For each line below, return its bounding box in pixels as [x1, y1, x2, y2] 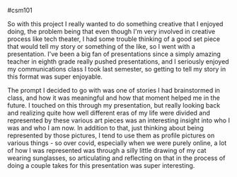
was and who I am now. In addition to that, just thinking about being [7, 124, 204, 132]
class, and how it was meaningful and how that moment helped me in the [7, 93, 221, 102]
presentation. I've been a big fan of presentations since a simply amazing [7, 50, 221, 58]
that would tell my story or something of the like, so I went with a [7, 42, 196, 50]
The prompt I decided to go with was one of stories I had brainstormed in [7, 86, 221, 94]
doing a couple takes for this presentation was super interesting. [7, 161, 195, 169]
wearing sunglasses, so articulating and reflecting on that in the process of [7, 154, 226, 162]
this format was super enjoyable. [7, 72, 103, 81]
